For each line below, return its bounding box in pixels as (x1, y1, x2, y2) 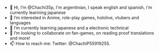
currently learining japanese (9, 10, 66, 15)
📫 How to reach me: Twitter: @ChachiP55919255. (9, 41, 110, 46)
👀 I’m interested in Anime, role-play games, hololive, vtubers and (9, 15, 140, 20)
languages (9, 20, 31, 25)
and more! (9, 35, 31, 41)
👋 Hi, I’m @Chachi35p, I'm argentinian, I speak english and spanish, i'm (9, 5, 152, 10)
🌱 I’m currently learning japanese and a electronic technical (9, 25, 129, 31)
